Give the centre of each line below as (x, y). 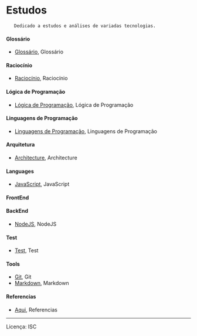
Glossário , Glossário (39, 52)
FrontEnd (18, 198)
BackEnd (17, 211)
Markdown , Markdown (42, 283)
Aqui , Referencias (36, 310)
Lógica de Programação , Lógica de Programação (74, 105)
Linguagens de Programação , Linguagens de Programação (86, 131)
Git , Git (23, 277)
